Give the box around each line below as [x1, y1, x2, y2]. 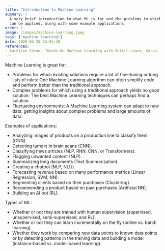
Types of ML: [5, 199, 32, 205]
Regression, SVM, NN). [12, 174, 59, 180]
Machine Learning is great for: [5, 62, 66, 68]
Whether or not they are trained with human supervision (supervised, [12, 209, 152, 215]
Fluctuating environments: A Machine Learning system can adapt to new [12, 103, 159, 109]
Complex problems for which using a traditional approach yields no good [12, 87, 160, 93]
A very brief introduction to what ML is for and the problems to [9, 16, 148, 21]
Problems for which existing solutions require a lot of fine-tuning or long [12, 71, 158, 77]
